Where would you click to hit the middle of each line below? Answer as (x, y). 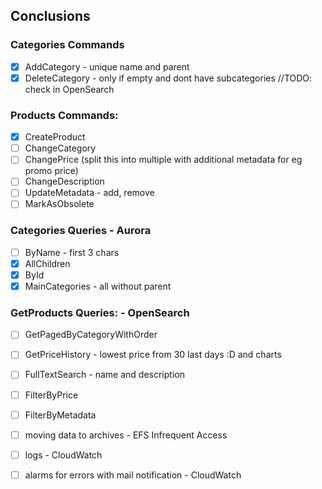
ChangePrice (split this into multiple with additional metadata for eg (163, 160)
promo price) (51, 171)
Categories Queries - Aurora (81, 231)
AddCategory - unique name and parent (107, 66)
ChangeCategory (60, 148)
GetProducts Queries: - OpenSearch (100, 312)
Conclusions (50, 16)
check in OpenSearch (69, 89)
